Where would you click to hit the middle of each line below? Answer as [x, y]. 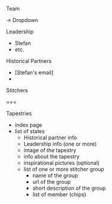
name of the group [55, 175]
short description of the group [69, 188]
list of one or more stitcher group [64, 169]
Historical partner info [50, 137]
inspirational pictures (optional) [61, 163]
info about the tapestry [52, 156]
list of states [30, 131]
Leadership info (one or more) [60, 144]
